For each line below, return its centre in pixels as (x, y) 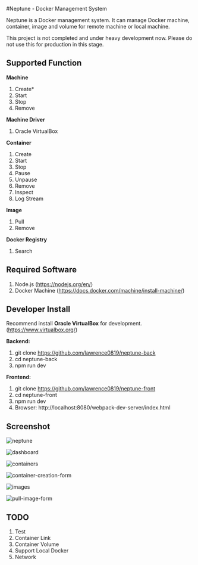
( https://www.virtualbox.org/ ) (42, 330)
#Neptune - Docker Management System (56, 9)
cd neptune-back (36, 359)
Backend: (18, 342)
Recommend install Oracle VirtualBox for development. (74, 324)
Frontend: (19, 377)
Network (26, 557)
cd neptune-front (36, 395)
